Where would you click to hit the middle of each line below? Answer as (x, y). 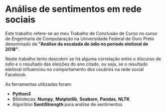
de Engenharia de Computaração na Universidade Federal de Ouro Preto (80, 39)
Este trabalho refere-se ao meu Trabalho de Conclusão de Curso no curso (81, 33)
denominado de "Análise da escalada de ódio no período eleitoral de (77, 44)
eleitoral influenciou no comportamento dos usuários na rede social (75, 69)
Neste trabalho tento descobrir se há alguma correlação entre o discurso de (83, 58)
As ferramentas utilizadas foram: (39, 84)
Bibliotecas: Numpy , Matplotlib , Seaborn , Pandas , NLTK (71, 99)
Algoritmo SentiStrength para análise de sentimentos (67, 104)
